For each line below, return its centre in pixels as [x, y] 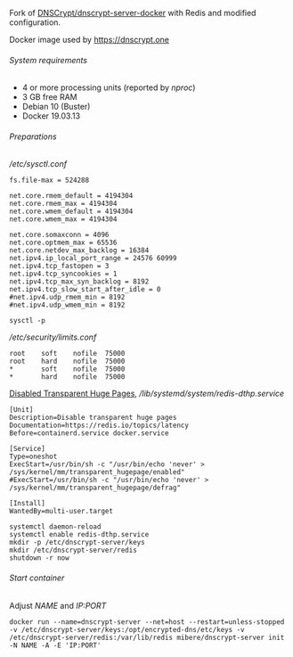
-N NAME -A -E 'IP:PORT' [55, 645]
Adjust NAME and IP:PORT [58, 605]
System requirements [48, 60]
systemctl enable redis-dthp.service [79, 535]
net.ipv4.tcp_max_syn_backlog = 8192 [79, 282]
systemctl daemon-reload [55, 527]
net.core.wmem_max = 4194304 [63, 219]
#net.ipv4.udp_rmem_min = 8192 [67, 298]
